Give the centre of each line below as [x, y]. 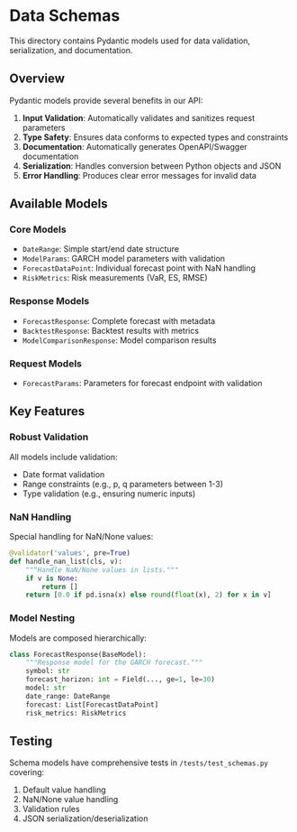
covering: [27, 772]
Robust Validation [49, 437]
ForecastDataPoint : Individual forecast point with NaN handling [139, 268]
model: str [46, 688]
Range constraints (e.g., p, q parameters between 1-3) [122, 484]
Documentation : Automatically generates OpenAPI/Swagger [135, 146]
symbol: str [48, 671]
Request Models [46, 364]
